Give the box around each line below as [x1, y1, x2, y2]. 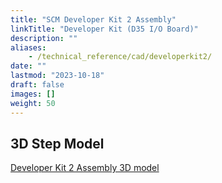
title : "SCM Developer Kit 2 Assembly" [10, 14, 177, 25]
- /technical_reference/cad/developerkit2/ [28, 52, 213, 62]
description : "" [10, 33, 78, 43]
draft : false [10, 80, 65, 90]
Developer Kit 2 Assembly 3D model [10, 162, 160, 174]
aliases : [10, 42, 47, 53]
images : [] [10, 89, 56, 99]
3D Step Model [10, 135, 105, 152]
